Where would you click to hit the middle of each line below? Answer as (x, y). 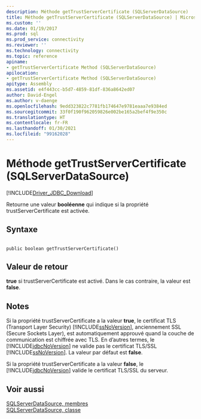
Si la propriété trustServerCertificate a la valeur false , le (75, 364)
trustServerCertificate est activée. (48, 210)
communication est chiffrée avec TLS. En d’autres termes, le (80, 340)
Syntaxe (22, 230)
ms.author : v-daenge (32, 100)
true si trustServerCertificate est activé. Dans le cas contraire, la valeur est (98, 281)
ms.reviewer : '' (26, 45)
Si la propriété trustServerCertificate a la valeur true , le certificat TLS (91, 321)
